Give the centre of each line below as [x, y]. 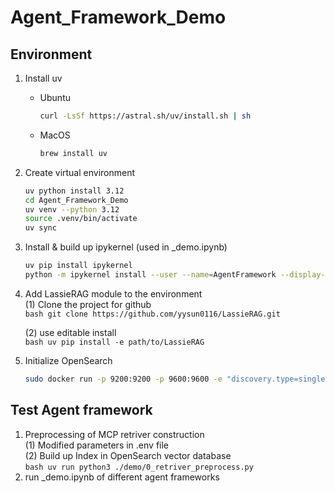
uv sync [40, 228]
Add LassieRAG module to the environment [113, 293]
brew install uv [73, 153]
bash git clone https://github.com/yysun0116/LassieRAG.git [152, 314]
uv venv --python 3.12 [72, 209]
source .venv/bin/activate [81, 219]
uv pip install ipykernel [78, 266]
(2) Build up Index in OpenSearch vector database [128, 455]
